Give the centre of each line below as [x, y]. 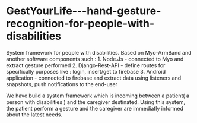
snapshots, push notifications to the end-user [62, 84]
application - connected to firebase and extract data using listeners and [94, 78]
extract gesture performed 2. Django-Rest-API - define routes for [86, 65]
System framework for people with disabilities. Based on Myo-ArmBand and [99, 52]
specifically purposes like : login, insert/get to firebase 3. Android [86, 71]
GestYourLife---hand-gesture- [84, 11]
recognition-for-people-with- [80, 23]
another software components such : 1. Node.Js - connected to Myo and [95, 59]
